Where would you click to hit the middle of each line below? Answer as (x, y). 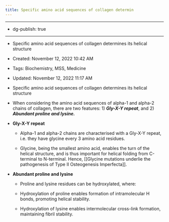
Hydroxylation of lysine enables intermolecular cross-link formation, (90, 208)
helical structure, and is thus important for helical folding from (84, 154)
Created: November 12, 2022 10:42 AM (53, 58)
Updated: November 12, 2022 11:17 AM (52, 78)
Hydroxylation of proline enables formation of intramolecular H (85, 193)
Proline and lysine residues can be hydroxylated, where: (78, 184)
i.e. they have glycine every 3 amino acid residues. (72, 138)
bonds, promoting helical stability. (55, 199)
